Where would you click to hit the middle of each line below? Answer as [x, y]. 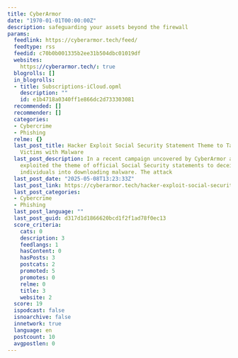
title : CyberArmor [34, 14]
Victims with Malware [52, 152]
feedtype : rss [34, 47]
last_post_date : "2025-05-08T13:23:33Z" [74, 179]
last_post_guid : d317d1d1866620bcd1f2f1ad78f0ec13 [90, 218]
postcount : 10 [34, 337]
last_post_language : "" [49, 212]
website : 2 [36, 297]
